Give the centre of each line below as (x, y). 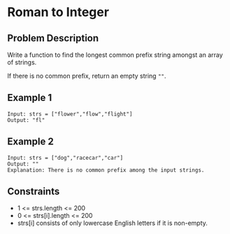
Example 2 (30, 142)
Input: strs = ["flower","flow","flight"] (70, 114)
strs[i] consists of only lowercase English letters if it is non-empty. (113, 223)
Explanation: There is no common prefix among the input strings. (106, 170)
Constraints (34, 192)
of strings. (22, 62)
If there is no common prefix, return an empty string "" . (87, 76)
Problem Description (53, 38)
